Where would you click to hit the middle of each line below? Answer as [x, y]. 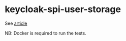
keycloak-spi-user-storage [63, 9]
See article [16, 23]
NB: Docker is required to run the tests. [46, 33]
